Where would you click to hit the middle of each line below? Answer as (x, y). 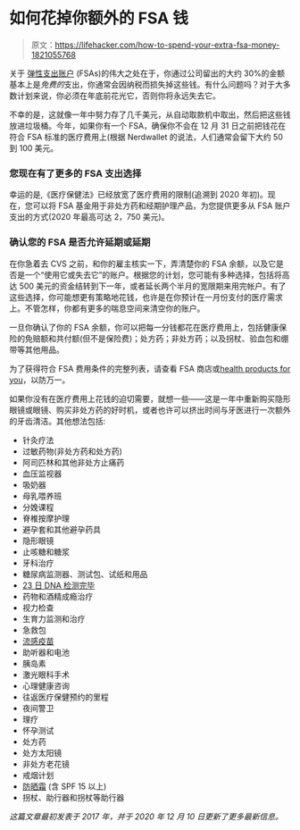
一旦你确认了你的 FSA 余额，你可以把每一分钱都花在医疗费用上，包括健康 (144, 327)
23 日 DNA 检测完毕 (58, 585)
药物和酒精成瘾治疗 (58, 596)
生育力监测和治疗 (54, 618)
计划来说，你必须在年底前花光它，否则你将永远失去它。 (118, 96)
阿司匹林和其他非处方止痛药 (73, 462)
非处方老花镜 (46, 764)
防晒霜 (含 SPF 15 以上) (64, 786)
